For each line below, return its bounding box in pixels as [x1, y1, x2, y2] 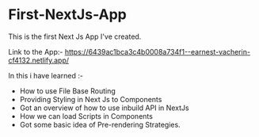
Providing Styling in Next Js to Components [19, 94, 162, 104]
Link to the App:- [8, 47, 63, 56]
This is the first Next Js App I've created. [8, 32, 142, 41]
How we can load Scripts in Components [19, 111, 153, 120]
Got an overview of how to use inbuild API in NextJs [19, 103, 189, 112]
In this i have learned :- [8, 70, 83, 80]
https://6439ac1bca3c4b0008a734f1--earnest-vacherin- [64, 47, 251, 56]
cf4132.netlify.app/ [8, 55, 70, 65]
